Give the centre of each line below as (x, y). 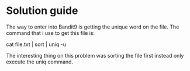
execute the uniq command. (40, 62)
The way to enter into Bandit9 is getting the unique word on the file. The (93, 27)
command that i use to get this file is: (51, 33)
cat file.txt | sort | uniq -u (36, 44)
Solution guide (42, 11)
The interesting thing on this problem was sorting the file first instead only (95, 55)
